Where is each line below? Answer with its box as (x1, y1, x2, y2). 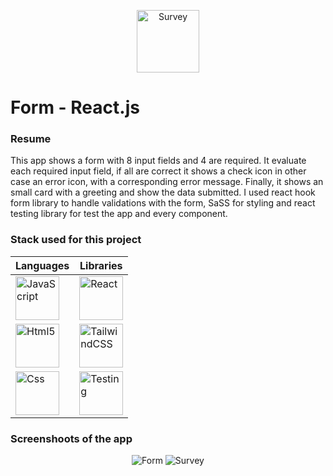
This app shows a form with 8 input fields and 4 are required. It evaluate (10, 155, 307, 167)
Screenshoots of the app (10, 431, 133, 445)
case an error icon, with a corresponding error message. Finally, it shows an (10, 176, 324, 188)
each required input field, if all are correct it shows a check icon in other (10, 165, 307, 177)
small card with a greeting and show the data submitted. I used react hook (10, 186, 316, 199)
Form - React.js (10, 96, 140, 119)
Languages (15, 258, 70, 272)
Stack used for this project (10, 233, 142, 247)
